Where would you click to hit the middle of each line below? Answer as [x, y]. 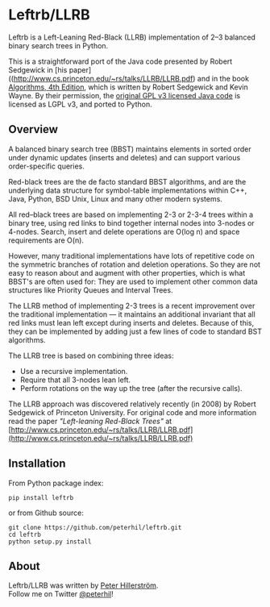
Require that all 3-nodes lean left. [75, 380]
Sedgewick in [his [38, 69]
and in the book [223, 78]
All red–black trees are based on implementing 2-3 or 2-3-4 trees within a [131, 214]
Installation [37, 464]
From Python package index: [56, 483]
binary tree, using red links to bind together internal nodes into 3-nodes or [132, 222]
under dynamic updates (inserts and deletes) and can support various [125, 157]
